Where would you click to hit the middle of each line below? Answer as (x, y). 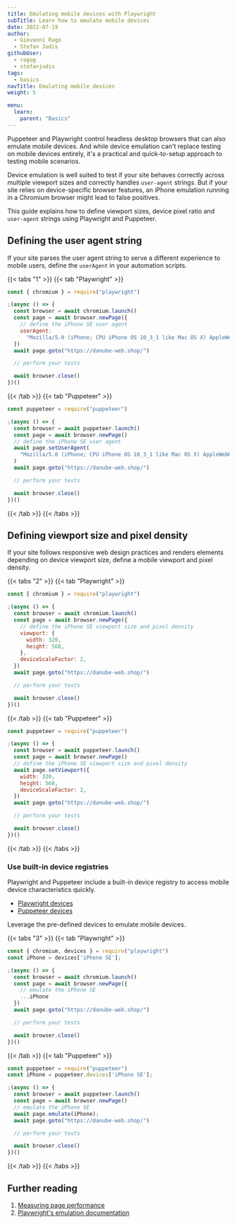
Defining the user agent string (75, 241)
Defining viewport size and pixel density (98, 535)
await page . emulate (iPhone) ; (56, 1114)
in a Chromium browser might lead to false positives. (84, 197)
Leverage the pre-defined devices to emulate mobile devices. (97, 925)
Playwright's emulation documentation (73, 1213)
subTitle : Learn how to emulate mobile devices (79, 20)
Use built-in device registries (58, 867)
